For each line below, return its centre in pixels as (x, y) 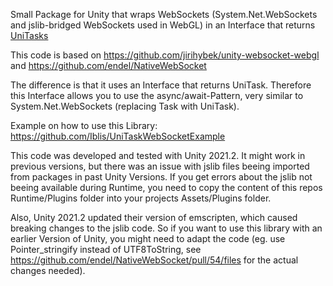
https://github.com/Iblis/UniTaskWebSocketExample (118, 136)
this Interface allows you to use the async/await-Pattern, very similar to (157, 95)
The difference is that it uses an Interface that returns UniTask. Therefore (161, 85)
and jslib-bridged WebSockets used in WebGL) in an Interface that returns (163, 25)
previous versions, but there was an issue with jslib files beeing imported (160, 166)
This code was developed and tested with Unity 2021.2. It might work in (158, 155)
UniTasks (29, 35)
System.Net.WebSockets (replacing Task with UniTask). (125, 106)
